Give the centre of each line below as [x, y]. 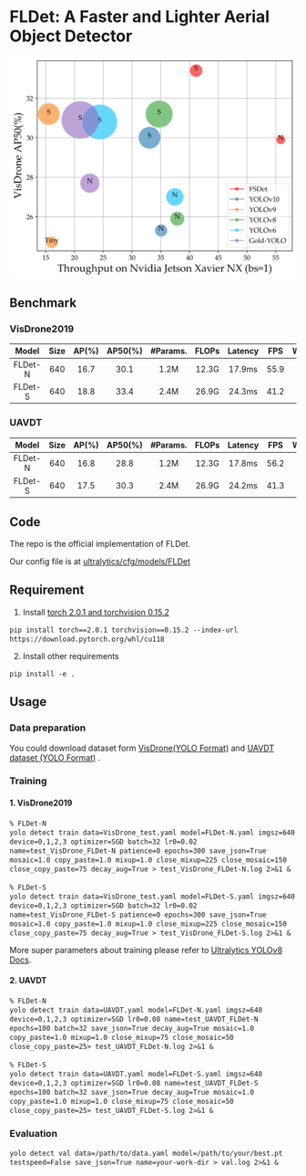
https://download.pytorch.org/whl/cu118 [87, 639]
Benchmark [43, 303]
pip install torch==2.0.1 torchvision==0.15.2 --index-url [124, 630]
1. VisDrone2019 [41, 803]
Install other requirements [71, 656]
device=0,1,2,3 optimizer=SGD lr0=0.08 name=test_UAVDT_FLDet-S [134, 1083]
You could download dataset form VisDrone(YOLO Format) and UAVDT [142, 748]
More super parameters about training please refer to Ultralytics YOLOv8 [146, 950]
